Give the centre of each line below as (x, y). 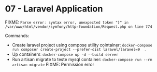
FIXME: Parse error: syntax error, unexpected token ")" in (67, 22)
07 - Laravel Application (54, 9)
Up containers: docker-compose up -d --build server (65, 54)
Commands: (17, 36)
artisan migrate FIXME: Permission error (53, 64)
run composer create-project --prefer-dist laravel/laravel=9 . (79, 49)
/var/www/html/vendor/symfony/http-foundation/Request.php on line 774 (78, 27)
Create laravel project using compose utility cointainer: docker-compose (82, 45)
